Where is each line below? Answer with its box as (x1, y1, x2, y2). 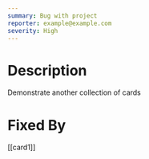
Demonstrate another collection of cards (7, 88, 142, 97)
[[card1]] (7, 142, 36, 153)
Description (7, 61, 87, 79)
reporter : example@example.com (7, 19, 112, 27)
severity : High (7, 26, 58, 35)
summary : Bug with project (7, 11, 98, 20)
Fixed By (7, 116, 66, 134)
